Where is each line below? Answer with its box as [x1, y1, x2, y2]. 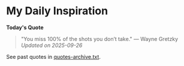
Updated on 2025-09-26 [20, 42, 83, 49]
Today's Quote [6, 24, 44, 31]
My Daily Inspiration [6, 4, 108, 18]
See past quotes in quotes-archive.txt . [6, 53, 101, 60]
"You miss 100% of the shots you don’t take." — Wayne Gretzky [20, 35, 179, 42]
